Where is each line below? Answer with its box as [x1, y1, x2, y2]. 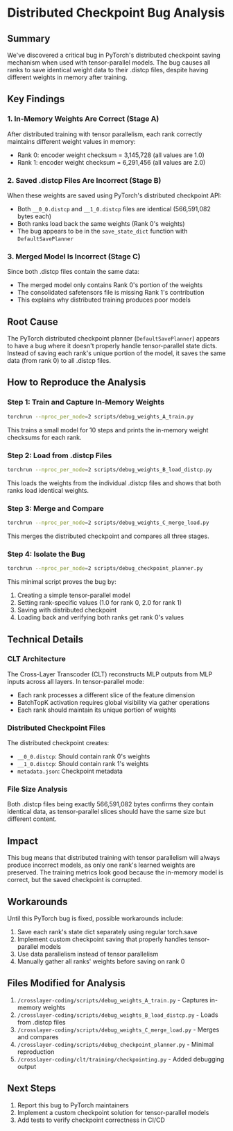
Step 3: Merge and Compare [7, 503, 104, 513]
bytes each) [17, 212, 52, 220]
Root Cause [7, 316, 59, 327]
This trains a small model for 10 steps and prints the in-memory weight [7, 425, 209, 434]
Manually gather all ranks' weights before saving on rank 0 [17, 957, 185, 966]
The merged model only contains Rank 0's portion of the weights [17, 281, 203, 289]
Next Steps [7, 1082, 56, 1094]
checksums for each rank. [7, 433, 82, 441]
